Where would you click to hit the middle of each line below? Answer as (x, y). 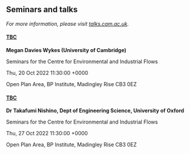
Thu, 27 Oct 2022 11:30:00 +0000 (47, 134)
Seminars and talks (42, 10)
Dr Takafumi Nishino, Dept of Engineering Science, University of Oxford (95, 111)
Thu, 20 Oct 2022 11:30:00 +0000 (47, 73)
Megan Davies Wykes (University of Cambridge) (66, 50)
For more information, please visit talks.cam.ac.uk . (67, 23)
